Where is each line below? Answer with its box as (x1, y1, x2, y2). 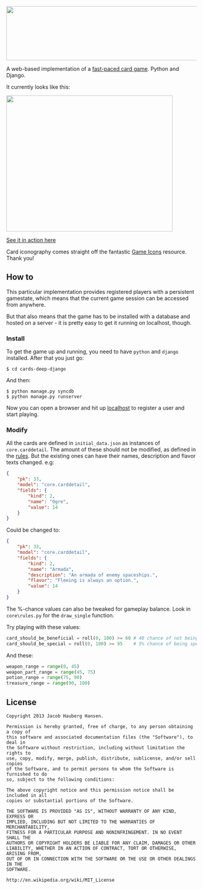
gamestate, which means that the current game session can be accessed (6, 295, 189, 302)
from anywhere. (6, 301, 46, 308)
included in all (6, 792, 47, 798)
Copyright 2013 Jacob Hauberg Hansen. (6, 713, 104, 719)
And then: (6, 377, 31, 384)
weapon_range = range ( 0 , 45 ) (6, 663, 80, 669)
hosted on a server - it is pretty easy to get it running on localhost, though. (6, 319, 192, 326)
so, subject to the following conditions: (6, 777, 115, 783)
